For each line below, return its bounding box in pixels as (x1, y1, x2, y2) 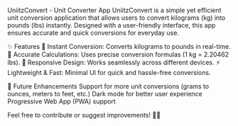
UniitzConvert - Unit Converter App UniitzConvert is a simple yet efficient (7, 6, 222, 14)
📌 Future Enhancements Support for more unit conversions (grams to (7, 82, 210, 91)
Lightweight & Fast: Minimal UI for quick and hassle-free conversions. (7, 69, 211, 76)
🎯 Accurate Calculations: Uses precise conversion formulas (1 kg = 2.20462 (7, 50, 229, 59)
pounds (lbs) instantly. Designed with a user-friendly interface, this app (7, 21, 216, 29)
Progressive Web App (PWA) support (7, 97, 116, 105)
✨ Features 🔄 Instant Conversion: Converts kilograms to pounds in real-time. (7, 42, 231, 50)
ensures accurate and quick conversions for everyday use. (7, 28, 180, 37)
